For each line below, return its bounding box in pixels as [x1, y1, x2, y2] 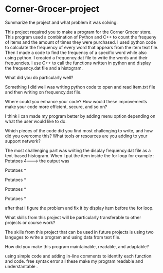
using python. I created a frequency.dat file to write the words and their [5, 55, 148, 60]
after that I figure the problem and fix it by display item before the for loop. [5, 205, 154, 211]
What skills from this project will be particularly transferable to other [5, 214, 142, 220]
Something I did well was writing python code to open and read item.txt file [5, 84, 156, 90]
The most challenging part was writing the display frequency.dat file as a [5, 147, 151, 153]
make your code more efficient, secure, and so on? [5, 104, 107, 109]
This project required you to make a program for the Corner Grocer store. [5, 29, 152, 35]
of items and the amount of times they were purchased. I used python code [5, 39, 156, 45]
